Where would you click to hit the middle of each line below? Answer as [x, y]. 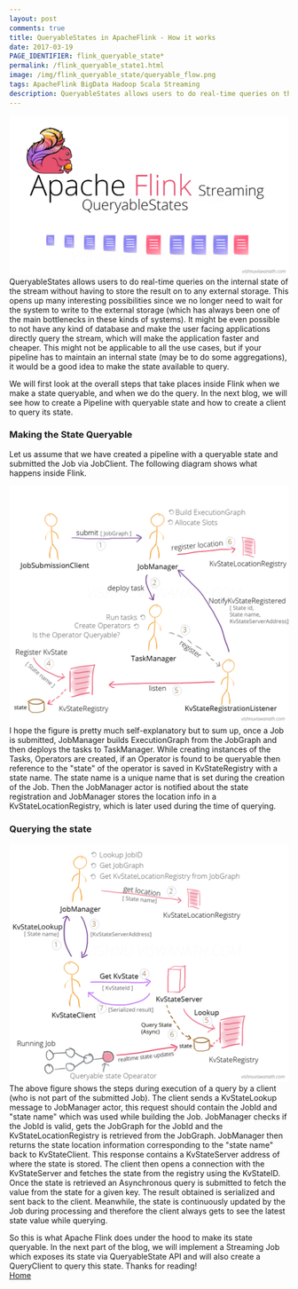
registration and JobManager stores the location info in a [113, 797]
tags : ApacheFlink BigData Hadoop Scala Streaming [105, 84]
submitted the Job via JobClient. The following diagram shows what [133, 463]
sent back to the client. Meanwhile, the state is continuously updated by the [147, 1202]
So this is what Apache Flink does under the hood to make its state [131, 1238]
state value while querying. [59, 1221]
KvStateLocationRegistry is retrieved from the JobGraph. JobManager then [146, 1135]
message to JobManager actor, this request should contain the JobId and [143, 1107]
